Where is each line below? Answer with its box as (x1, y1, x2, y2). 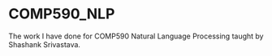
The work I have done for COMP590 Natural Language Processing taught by (8, 31, 264, 41)
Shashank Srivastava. (8, 39, 81, 49)
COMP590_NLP (8, 5, 115, 23)
